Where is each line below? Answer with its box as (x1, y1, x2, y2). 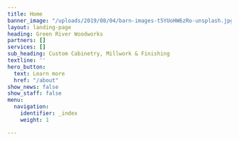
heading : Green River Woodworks (7, 30, 103, 38)
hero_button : (7, 63, 46, 70)
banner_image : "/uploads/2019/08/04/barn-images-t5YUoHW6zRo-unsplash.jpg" (7, 17, 237, 24)
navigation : (14, 103, 50, 110)
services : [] (7, 43, 46, 51)
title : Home (7, 10, 43, 18)
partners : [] (7, 37, 46, 44)
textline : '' (7, 57, 46, 64)
